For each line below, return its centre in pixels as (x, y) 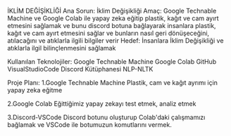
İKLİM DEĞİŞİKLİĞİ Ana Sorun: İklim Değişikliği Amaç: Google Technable (112, 11)
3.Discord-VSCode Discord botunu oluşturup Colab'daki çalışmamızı (106, 117)
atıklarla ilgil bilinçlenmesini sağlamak (62, 48)
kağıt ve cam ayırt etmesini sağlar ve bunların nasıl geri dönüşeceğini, (108, 33)
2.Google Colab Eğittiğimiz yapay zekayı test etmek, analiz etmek (102, 104)
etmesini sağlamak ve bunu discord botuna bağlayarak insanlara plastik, (112, 26)
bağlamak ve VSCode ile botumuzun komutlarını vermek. (90, 125)
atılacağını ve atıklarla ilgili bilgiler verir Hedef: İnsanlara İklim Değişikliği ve (115, 41)
